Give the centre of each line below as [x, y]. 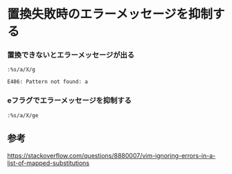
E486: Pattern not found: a [48, 82]
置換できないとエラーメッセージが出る [71, 55]
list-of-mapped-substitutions [48, 163]
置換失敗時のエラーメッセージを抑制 [110, 14]
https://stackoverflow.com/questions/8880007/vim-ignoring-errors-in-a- [111, 155]
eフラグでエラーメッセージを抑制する [69, 101]
